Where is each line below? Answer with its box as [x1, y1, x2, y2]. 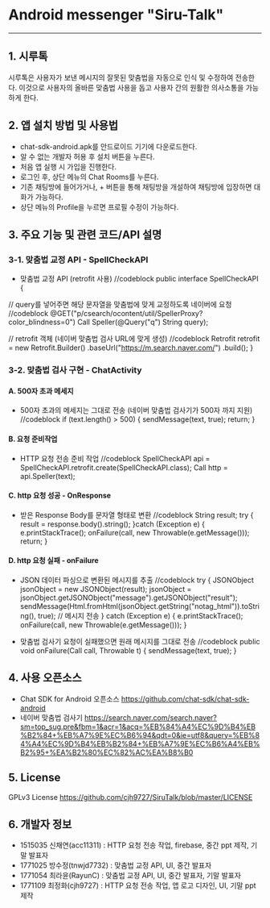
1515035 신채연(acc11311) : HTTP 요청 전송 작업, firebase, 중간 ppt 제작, [19, 840, 249, 850]
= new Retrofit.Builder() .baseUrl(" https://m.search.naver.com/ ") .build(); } [8, 343, 254, 352]
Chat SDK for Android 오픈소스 [19, 693, 120, 703]
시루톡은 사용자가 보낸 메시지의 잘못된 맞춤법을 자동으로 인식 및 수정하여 [8, 73, 234, 82]
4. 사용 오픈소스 [8, 671, 82, 685]
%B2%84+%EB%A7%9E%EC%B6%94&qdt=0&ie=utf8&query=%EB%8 [19, 730, 260, 739]
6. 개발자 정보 [8, 818, 72, 831]
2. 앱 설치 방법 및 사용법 [8, 119, 119, 132]
